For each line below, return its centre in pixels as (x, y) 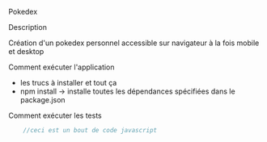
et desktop (26, 51)
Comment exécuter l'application (61, 67)
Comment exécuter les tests (55, 115)
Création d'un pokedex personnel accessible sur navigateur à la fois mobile (134, 43)
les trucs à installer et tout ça (68, 83)
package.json (43, 100)
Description (28, 27)
